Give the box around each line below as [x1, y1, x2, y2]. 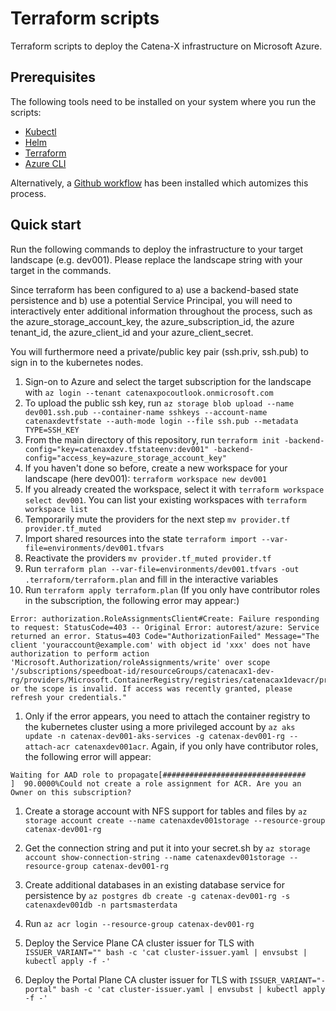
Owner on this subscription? [10, 787, 132, 797]
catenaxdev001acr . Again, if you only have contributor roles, [74, 740, 319, 752]
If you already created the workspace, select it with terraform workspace [24, 483, 325, 495]
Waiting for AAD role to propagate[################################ [10, 770, 307, 780]
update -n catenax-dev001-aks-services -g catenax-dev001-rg [24, 731, 286, 741]
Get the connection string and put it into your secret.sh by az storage [24, 842, 311, 854]
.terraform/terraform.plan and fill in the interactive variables [24, 573, 279, 585]
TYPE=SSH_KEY [24, 425, 80, 435]
